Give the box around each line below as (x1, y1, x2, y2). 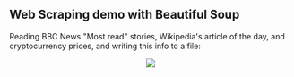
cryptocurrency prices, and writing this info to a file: (9, 40, 202, 51)
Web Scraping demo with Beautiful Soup (9, 7, 240, 22)
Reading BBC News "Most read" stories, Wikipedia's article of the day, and (9, 30, 285, 41)
